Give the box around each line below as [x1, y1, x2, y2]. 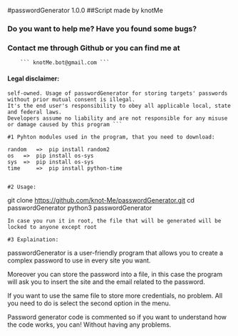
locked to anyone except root [7, 224, 98, 231]
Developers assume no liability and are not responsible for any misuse [7, 115, 228, 122]
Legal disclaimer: [7, 74, 60, 83]
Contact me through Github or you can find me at [7, 43, 180, 53]
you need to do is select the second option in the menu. [7, 299, 171, 307]
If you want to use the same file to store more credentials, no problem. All [7, 292, 223, 300]
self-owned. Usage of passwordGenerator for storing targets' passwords [7, 90, 228, 97]
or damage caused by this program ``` [7, 121, 123, 128]
